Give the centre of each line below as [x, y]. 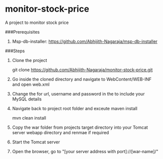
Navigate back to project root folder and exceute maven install [75, 108]
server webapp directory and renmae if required [61, 132]
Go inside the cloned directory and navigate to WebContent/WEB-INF [82, 79]
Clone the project [30, 60]
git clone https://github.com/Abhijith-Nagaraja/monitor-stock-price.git [82, 70]
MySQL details [27, 99]
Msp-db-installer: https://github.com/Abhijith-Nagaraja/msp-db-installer [85, 41]
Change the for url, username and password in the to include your [78, 94]
